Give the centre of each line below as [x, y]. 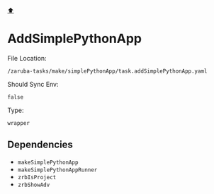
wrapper [19, 123]
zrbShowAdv [34, 185]
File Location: [27, 58]
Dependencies [40, 145]
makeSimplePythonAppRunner [57, 170]
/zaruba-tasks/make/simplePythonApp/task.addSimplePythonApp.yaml [107, 71]
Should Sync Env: [33, 84]
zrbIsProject [37, 177]
